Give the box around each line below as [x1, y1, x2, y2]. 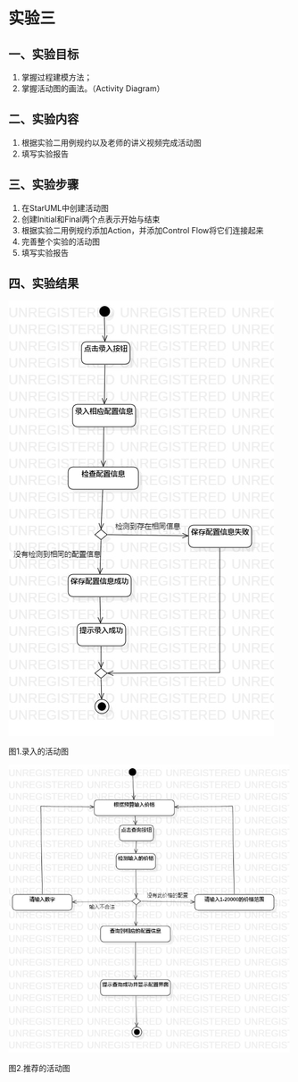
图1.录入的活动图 [8, 746, 69, 757]
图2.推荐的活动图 [8, 1062, 70, 1073]
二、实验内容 [8, 112, 79, 127]
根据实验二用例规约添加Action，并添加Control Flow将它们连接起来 [21, 224, 264, 235]
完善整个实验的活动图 [21, 236, 100, 247]
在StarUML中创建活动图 [21, 202, 109, 213]
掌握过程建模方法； [21, 72, 93, 82]
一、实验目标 [8, 46, 79, 62]
